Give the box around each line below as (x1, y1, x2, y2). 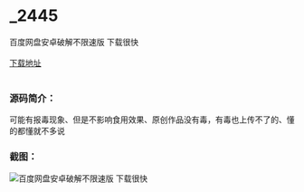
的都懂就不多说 (9, 126, 65, 137)
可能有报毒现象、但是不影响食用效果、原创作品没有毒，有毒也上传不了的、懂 (9, 114, 295, 125)
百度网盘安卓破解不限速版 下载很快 (9, 36, 138, 47)
